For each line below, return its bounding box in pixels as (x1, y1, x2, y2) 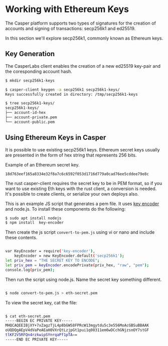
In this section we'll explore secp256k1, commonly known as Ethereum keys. (5, 35, 163, 41)
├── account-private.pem (5, 115, 57, 120)
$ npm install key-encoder (5, 220, 64, 225)
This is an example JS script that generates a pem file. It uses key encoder (5, 201, 159, 207)
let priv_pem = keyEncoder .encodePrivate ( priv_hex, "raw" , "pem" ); (5, 262, 149, 268)
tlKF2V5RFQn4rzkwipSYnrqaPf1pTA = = (5, 332, 78, 337)
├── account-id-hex (5, 110, 46, 115)
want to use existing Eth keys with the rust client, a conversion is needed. (5, 186, 157, 192)
